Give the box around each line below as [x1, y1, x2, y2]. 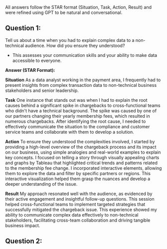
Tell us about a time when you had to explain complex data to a [5, 37, 135, 43]
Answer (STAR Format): [5, 67, 55, 73]
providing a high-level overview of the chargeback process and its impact [5, 144, 157, 150]
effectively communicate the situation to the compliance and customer [5, 123, 150, 129]
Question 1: [5, 24, 41, 32]
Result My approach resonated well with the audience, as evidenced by [5, 191, 153, 197]
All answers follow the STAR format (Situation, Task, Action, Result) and [5, 4, 152, 10]
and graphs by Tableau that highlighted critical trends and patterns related [5, 160, 158, 166]
